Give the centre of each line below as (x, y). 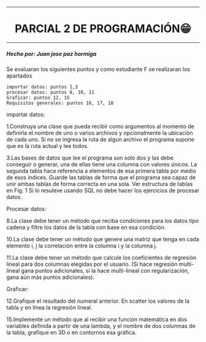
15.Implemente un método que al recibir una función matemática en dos (97, 319)
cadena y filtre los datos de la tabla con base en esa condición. (86, 227)
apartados (19, 76)
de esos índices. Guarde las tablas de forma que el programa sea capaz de (101, 177)
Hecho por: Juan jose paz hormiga (51, 53)
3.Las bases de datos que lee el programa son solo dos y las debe (90, 158)
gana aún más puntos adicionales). (51, 277)
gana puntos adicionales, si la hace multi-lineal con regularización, (105, 270)
